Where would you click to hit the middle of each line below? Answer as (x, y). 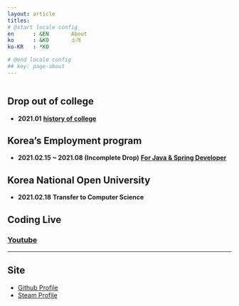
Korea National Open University (79, 180)
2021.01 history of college (57, 119)
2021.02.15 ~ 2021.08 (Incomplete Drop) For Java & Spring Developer (122, 158)
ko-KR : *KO (28, 47)
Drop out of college (51, 101)
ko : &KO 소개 (44, 40)
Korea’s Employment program (75, 140)
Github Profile (38, 288)
